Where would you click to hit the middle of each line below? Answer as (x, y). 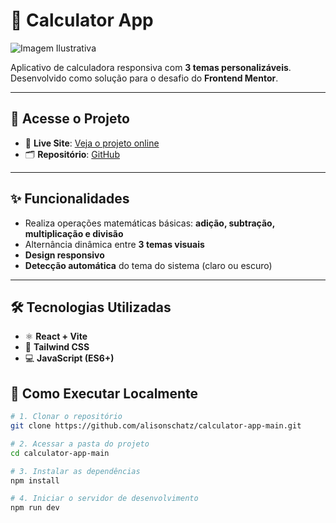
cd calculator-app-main (60, 453)
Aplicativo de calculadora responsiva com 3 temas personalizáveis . (151, 67)
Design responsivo (64, 255)
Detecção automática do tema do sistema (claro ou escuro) (148, 265)
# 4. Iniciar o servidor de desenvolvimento (104, 499)
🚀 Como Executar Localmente (104, 393)
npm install (35, 480)
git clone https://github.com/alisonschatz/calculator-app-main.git (156, 426)
